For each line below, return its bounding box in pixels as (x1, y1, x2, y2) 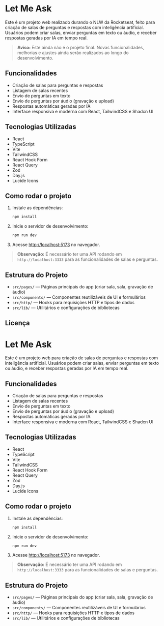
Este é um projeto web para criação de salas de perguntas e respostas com (5, 355, 158, 361)
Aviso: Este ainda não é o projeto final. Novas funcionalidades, (17, 44, 144, 50)
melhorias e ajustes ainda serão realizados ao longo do (17, 50, 129, 56)
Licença (5, 319, 30, 327)
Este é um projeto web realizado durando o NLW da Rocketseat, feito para (5, 19, 155, 25)
